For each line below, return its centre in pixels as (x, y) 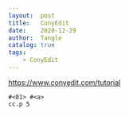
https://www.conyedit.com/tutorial (64, 82)
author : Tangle (35, 38)
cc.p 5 (19, 104)
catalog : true (32, 45)
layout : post (32, 15)
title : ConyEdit (39, 23)
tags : (17, 52)
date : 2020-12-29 (43, 30)
